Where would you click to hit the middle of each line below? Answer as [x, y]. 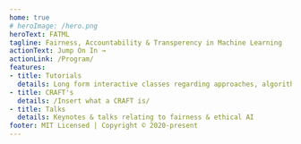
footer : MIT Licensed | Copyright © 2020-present [104, 126]
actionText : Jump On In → [57, 51]
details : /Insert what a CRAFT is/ [84, 101]
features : [28, 68]
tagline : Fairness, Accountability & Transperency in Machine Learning [146, 42]
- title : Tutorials [46, 76]
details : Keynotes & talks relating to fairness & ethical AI [136, 117]
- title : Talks [38, 109]
